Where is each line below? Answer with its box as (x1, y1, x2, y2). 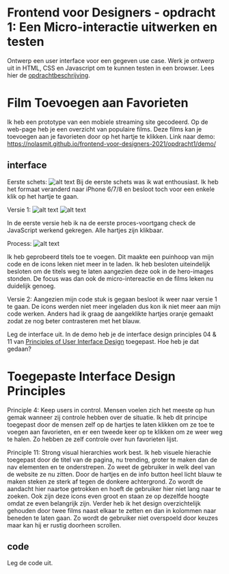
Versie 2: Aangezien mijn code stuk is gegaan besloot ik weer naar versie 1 (7, 295, 217, 303)
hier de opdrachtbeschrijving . (7, 71, 90, 79)
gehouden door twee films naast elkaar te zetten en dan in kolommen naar (7, 506, 217, 514)
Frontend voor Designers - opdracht (7, 5, 216, 21)
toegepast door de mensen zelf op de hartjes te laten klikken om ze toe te (7, 420, 215, 429)
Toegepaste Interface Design (7, 369, 176, 384)
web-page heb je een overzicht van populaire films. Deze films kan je (7, 125, 202, 133)
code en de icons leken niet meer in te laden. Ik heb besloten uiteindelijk (7, 260, 211, 268)
